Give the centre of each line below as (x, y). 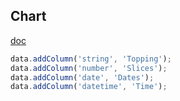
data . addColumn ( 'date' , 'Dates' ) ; (82, 77)
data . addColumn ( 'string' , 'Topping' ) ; (91, 59)
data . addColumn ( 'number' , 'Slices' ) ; (89, 68)
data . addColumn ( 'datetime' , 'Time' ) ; (89, 87)
